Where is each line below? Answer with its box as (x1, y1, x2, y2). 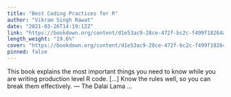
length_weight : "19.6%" (7, 36, 76, 43)
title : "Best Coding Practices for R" (7, 10, 118, 17)
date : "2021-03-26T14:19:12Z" (7, 23, 94, 30)
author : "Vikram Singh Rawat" (7, 17, 94, 23)
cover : (7, 42, 26, 49)
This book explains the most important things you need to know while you (7, 67, 217, 76)
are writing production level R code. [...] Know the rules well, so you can (7, 74, 211, 83)
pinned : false (7, 49, 48, 56)
